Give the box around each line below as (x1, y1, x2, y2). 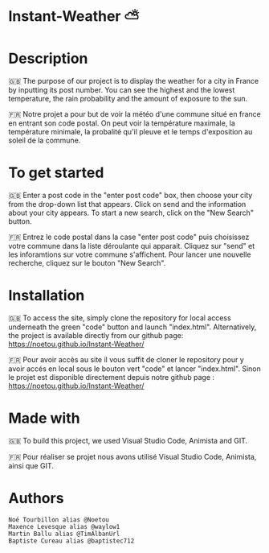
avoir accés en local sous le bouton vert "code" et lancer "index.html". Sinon (8, 364, 261, 373)
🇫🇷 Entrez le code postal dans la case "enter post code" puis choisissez (8, 232, 250, 242)
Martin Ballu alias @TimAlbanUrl (8, 530, 120, 538)
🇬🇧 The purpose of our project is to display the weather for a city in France (8, 76, 259, 86)
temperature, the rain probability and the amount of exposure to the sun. (8, 94, 248, 104)
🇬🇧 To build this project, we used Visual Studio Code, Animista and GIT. (8, 435, 248, 445)
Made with (8, 409, 80, 427)
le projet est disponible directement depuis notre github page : (8, 373, 215, 382)
